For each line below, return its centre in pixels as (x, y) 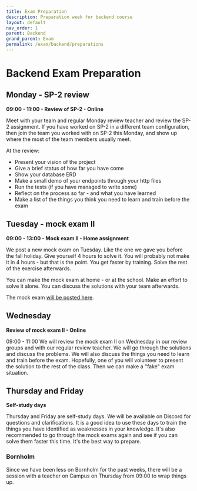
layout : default (26, 22)
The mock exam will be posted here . (50, 297)
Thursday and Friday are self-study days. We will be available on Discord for (98, 416)
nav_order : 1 (22, 28)
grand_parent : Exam (30, 39)
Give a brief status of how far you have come (69, 168)
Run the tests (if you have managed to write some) (76, 187)
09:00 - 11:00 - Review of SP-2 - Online (55, 109)
